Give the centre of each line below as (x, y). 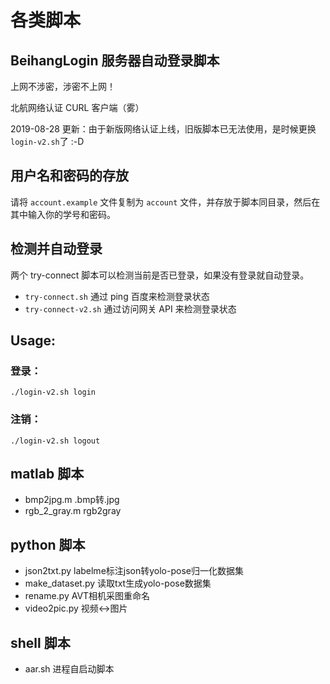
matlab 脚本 (47, 474)
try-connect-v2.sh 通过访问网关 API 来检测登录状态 (130, 308)
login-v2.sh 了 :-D (47, 141)
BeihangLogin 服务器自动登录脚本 (115, 60)
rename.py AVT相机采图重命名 (87, 596)
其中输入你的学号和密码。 (63, 214)
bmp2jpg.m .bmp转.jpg (72, 500)
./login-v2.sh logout (55, 441)
